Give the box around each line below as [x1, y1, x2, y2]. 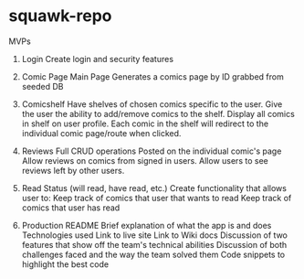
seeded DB [21, 80, 65, 91]
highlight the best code [21, 258, 110, 270]
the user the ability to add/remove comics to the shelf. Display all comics [21, 108, 296, 119]
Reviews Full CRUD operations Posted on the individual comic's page [21, 145, 282, 156]
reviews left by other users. [21, 165, 125, 176]
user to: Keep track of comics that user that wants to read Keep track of [21, 192, 292, 203]
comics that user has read [21, 202, 121, 213]
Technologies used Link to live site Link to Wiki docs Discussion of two [21, 230, 288, 241]
